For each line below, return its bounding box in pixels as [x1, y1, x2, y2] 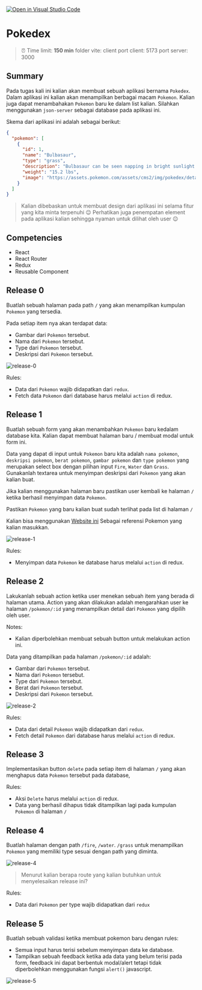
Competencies [6, 232, 63, 243]
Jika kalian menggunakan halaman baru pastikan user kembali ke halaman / [6, 487, 194, 494]
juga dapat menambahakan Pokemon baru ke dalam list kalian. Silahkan [6, 100, 179, 107]
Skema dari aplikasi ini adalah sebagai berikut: [6, 118, 121, 125]
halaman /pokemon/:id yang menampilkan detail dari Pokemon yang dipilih [6, 605, 186, 612]
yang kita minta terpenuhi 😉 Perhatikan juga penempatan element [20, 209, 185, 216]
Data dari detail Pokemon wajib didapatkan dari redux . [14, 725, 144, 733]
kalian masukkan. [6, 523, 49, 531]
